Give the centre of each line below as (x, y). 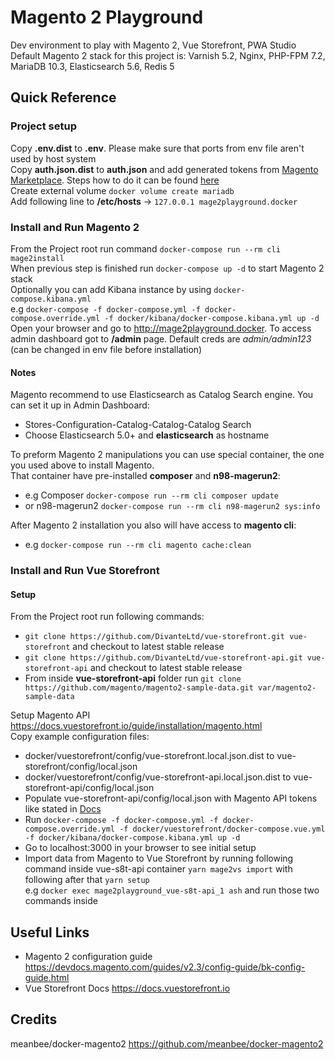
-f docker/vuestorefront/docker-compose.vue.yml (222, 829)
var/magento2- (287, 688)
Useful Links (50, 932)
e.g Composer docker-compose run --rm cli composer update (151, 495)
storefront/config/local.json (81, 767)
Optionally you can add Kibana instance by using (111, 289)
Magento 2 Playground (107, 17)
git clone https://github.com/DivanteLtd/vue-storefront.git (155, 637)
